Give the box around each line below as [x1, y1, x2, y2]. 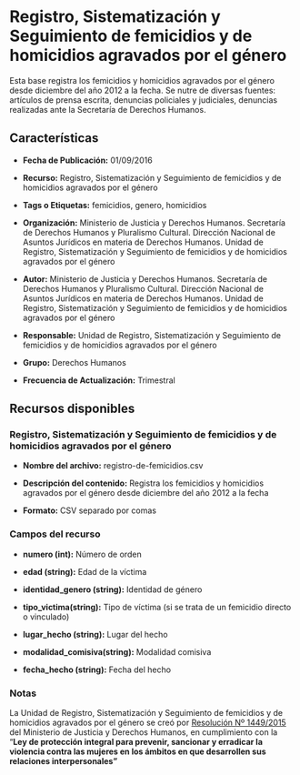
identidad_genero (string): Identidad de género [22, 584, 203, 595]
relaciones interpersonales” [9, 756, 118, 767]
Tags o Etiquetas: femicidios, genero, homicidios [22, 199, 207, 210]
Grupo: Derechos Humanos [22, 357, 127, 367]
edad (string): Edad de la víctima [22, 566, 147, 577]
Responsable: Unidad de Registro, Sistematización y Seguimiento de [22, 329, 282, 340]
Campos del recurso [9, 528, 101, 540]
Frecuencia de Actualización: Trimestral [22, 375, 175, 386]
